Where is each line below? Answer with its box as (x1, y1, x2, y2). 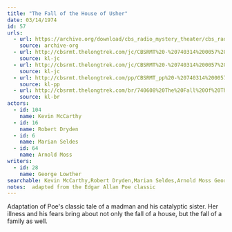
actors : (7, 100, 30, 107)
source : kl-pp (19, 81, 60, 88)
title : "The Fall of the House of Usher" (7, 10, 128, 17)
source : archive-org (19, 42, 79, 49)
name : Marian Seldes (19, 139, 79, 146)
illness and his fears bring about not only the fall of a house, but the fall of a (7, 210, 222, 218)
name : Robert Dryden (19, 126, 79, 133)
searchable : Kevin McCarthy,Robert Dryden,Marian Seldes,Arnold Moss (7, 177, 212, 184)
